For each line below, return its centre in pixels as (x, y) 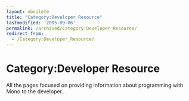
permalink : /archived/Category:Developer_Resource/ (72, 28)
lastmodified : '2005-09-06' (41, 23)
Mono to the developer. (35, 91)
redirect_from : (25, 34)
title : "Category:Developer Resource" (54, 17)
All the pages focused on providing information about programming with (95, 85)
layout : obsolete (28, 12)
